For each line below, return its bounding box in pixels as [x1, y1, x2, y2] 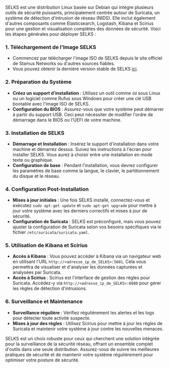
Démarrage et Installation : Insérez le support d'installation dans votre [12, 141, 159, 147]
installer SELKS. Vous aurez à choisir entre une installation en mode [12, 151, 152, 157]
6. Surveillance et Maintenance [5, 298, 83, 305]
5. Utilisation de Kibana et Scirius [5, 242, 88, 249]
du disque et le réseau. [12, 173, 60, 179]
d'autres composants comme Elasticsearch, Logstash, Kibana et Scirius [5, 20, 154, 26]
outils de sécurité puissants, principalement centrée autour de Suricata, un [5, 10, 160, 16]
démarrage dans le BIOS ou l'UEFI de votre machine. [12, 117, 122, 123]
